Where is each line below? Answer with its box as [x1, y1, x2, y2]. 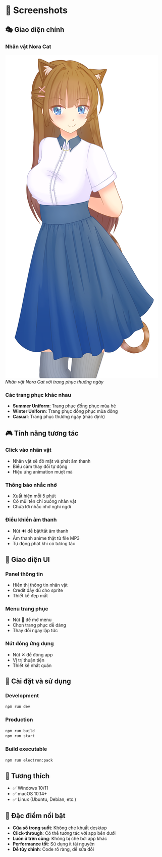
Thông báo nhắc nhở [5, 481, 57, 488]
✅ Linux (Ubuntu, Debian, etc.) [12, 796, 77, 802]
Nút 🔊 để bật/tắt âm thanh [12, 528, 69, 534]
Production [5, 716, 33, 723]
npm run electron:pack [5, 757, 53, 763]
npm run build [5, 728, 35, 733]
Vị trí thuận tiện [12, 657, 44, 663]
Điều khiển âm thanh [5, 516, 57, 523]
